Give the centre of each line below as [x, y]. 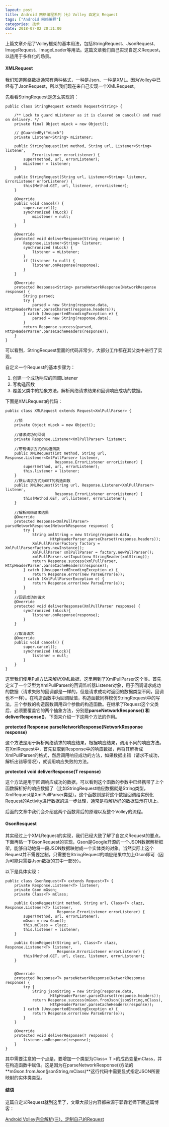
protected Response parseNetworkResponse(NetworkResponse [74, 727]
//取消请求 [24, 634]
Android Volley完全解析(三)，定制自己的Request [55, 1119]
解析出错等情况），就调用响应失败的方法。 [48, 761]
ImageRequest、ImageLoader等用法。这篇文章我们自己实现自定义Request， [84, 50]
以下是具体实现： [23, 871]
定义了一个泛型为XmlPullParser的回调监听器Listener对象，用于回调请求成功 [83, 685]
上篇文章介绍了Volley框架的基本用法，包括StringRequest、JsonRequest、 [82, 44]
